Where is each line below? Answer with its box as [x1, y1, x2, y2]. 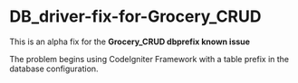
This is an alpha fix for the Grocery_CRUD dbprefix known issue [9, 36, 251, 47]
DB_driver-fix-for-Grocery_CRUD [9, 6, 262, 27]
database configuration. [9, 63, 99, 74]
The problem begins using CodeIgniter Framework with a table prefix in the [9, 53, 290, 64]
